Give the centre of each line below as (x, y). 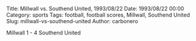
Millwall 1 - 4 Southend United (44, 33)
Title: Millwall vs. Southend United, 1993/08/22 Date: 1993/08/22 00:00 (95, 9)
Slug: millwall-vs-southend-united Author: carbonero (72, 21)
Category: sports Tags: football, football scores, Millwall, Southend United (98, 15)
